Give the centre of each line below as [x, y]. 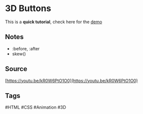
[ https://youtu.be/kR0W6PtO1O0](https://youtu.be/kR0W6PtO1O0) [71, 81]
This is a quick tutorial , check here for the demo [54, 22]
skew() [19, 54]
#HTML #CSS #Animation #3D [36, 107]
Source [16, 69]
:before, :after [26, 48]
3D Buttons [28, 8]
